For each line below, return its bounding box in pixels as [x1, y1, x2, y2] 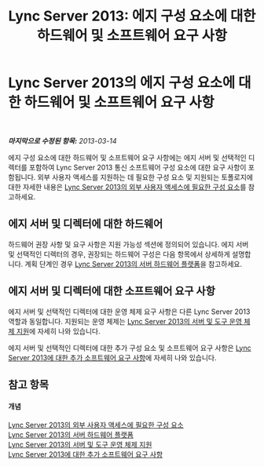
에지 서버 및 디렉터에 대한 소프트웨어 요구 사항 [8, 284, 216, 298]
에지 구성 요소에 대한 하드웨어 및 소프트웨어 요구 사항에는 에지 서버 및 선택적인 [8, 152, 247, 162]
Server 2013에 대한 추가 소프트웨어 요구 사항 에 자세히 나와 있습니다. [8, 352, 217, 362]
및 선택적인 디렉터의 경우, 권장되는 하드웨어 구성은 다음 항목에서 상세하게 [8, 249, 230, 259]
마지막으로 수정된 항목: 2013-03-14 [8, 136, 117, 145]
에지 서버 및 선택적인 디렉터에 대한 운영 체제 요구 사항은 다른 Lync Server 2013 [8, 307, 251, 316]
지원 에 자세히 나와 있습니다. [16, 327, 101, 336]
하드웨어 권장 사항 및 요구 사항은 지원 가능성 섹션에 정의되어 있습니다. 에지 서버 [8, 239, 249, 249]
